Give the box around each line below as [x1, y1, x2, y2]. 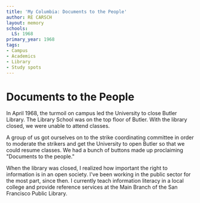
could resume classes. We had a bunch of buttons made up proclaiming [6, 147, 184, 154]
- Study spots [6, 64, 42, 70]
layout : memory [6, 20, 44, 26]
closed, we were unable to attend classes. [6, 122, 110, 130]
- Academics [6, 53, 36, 59]
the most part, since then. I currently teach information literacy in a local [6, 177, 184, 184]
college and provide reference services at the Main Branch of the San [6, 183, 178, 191]
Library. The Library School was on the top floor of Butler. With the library [6, 116, 187, 123]
